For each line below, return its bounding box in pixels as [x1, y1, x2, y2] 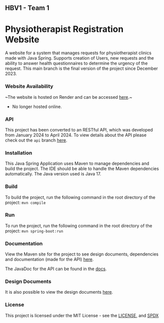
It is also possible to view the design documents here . [5, 289, 113, 295]
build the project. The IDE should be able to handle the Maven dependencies [5, 166, 159, 172]
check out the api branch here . [5, 137, 67, 143]
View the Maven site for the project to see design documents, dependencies [5, 251, 159, 257]
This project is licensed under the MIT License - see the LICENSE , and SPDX [5, 312, 159, 318]
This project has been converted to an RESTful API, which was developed [5, 127, 153, 132]
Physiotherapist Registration [5, 23, 123, 35]
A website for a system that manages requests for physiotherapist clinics [5, 50, 152, 56]
